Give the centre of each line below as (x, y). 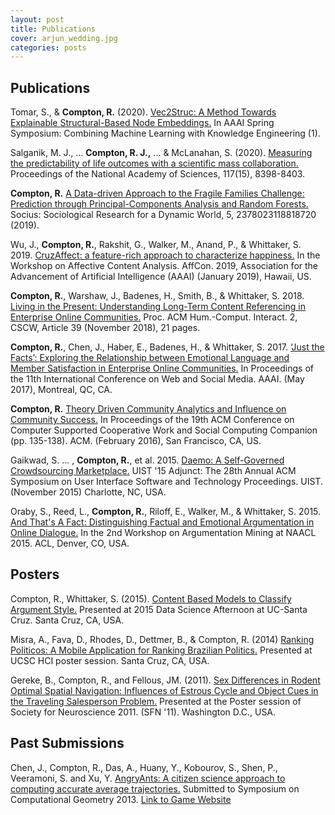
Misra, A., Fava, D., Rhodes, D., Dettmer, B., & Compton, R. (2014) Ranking (162, 639)
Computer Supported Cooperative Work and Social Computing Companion (164, 430)
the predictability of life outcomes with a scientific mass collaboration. (154, 163)
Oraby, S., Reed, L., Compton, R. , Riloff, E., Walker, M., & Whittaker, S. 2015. (166, 512)
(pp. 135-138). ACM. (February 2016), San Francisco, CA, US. (136, 441)
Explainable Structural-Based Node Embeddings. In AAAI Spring (142, 123)
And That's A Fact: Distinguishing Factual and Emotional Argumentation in (162, 522)
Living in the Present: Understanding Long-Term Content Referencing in (158, 307)
